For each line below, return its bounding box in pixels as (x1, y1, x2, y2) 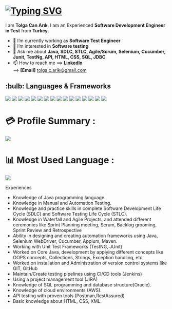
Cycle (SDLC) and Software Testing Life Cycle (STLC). (12, 210, 127, 217)
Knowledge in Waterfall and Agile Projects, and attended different (12, 216, 151, 222)
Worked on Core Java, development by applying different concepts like (12, 249, 163, 255)
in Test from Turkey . (5, 27, 49, 33)
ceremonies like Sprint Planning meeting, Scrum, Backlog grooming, (12, 221, 157, 228)
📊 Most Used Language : (5, 154, 114, 166)
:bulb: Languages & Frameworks (5, 82, 111, 91)
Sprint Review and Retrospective (12, 227, 82, 233)
